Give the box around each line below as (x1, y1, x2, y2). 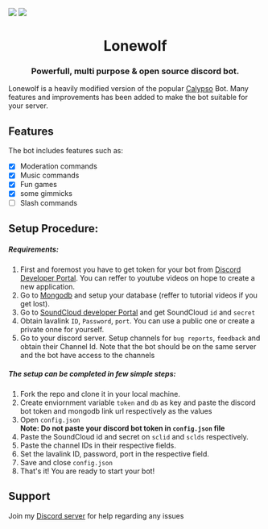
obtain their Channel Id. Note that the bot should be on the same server (19, 341, 257, 351)
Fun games (19, 180, 58, 190)
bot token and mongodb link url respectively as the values (19, 406, 212, 415)
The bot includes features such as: (8, 146, 123, 156)
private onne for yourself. (19, 324, 105, 334)
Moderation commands (19, 161, 98, 171)
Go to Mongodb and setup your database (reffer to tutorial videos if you (19, 290, 258, 300)
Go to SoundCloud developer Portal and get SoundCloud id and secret (19, 307, 256, 317)
